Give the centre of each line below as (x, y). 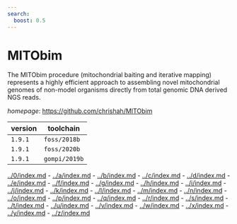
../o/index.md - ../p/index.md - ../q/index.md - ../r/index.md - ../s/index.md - (118, 198)
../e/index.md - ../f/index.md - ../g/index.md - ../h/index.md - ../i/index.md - (117, 183)
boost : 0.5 (30, 20)
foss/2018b (62, 140)
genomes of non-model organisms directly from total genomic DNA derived (117, 90)
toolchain (64, 129)
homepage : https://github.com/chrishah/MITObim (80, 111)
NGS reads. (24, 98)
